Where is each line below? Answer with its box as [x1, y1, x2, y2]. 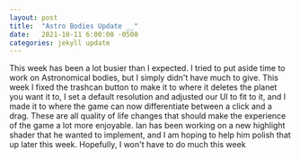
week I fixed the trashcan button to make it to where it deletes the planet [9, 82, 278, 93]
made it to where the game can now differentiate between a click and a [9, 101, 272, 112]
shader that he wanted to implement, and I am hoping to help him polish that [9, 129, 292, 140]
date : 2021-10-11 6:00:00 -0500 [9, 30, 139, 39]
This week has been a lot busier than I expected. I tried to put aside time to [9, 63, 286, 74]
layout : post [9, 13, 58, 22]
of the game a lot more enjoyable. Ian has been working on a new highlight [9, 120, 286, 131]
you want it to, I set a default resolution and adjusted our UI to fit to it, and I [9, 92, 287, 102]
